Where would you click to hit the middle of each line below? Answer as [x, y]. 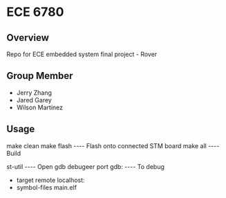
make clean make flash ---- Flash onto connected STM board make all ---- [113, 145]
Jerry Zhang [34, 92]
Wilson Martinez [40, 107]
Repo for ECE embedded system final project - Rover [82, 54]
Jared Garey [34, 100]
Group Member [40, 76]
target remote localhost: [50, 180]
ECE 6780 [35, 12]
